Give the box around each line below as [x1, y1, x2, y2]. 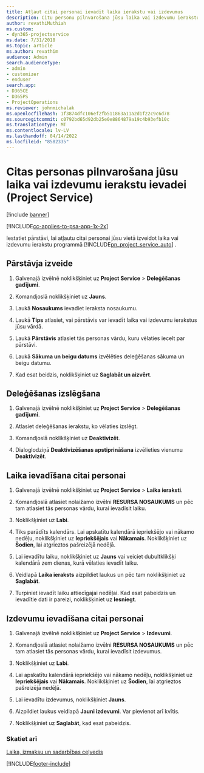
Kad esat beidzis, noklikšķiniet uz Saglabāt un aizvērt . [15, 371, 152, 378]
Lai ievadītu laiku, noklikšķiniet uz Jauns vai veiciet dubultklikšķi [15, 553, 176, 560]
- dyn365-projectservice [6, 32, 69, 38]
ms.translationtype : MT [6, 122, 67, 128]
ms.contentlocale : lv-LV [6, 128, 69, 134]
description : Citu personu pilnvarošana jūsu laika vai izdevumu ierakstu [6, 15, 200, 21]
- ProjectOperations [6, 99, 59, 105]
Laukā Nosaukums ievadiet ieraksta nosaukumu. [15, 304, 138, 312]
